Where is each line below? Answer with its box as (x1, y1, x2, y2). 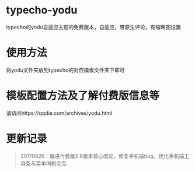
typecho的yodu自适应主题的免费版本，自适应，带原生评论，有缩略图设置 (6, 23, 181, 30)
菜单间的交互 (36, 160, 67, 167)
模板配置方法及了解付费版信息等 (6, 89, 160, 103)
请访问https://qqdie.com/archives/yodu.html (6, 109, 113, 117)
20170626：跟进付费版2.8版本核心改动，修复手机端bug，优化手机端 (20, 152, 184, 159)
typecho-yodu (6, 3, 78, 17)
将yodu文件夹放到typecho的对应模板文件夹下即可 (6, 66, 125, 73)
